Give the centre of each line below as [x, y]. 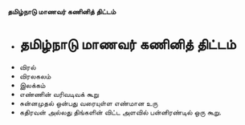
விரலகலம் [35, 76]
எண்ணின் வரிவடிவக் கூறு [59, 94]
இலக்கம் [32, 85]
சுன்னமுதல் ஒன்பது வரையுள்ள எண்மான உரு [88, 103]
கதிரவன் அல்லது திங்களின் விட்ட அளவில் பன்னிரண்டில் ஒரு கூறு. [120, 112]
